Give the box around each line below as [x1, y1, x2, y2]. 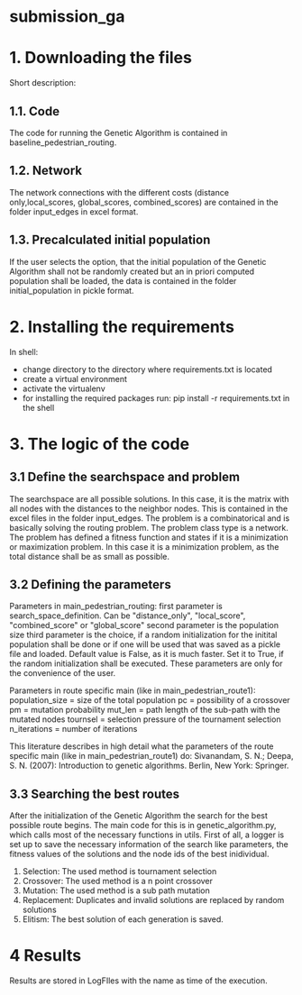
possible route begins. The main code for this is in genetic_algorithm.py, [9, 820, 277, 831]
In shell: [9, 346, 39, 357]
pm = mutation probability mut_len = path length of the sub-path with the [9, 705, 281, 716]
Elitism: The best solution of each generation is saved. [22, 914, 224, 925]
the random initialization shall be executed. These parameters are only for [9, 658, 283, 669]
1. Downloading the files [9, 48, 192, 68]
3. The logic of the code [9, 434, 190, 454]
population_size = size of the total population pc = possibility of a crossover [9, 695, 290, 706]
